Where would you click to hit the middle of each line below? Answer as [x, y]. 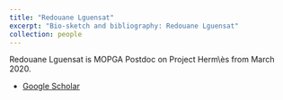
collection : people [46, 34]
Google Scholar [51, 87]
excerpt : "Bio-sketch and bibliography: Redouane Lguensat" [124, 26]
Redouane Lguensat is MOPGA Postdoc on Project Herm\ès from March [142, 60]
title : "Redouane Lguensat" [62, 17]
